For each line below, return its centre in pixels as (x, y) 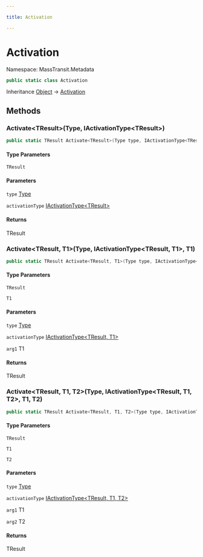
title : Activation (29, 17)
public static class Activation (47, 80)
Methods (24, 110)
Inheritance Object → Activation (46, 92)
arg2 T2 (16, 521)
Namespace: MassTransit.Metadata (50, 69)
